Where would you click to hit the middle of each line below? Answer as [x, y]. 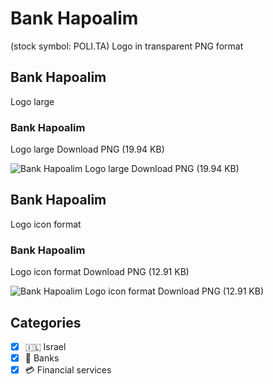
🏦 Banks [42, 358]
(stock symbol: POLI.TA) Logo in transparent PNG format [127, 46]
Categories [46, 322]
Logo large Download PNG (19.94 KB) [87, 149]
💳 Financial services [68, 370]
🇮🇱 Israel [45, 346]
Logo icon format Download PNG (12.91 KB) [100, 272]
